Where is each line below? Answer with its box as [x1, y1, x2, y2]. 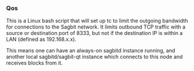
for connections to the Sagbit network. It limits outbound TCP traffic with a [6, 23, 186, 30]
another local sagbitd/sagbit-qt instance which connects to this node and [6, 54, 183, 61]
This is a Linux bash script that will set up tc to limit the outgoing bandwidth [6, 17, 189, 24]
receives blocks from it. [6, 59, 63, 66]
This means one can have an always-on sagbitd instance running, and [6, 47, 176, 54]
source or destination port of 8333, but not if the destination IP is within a [6, 30, 183, 37]
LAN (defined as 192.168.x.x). [6, 36, 77, 43]
